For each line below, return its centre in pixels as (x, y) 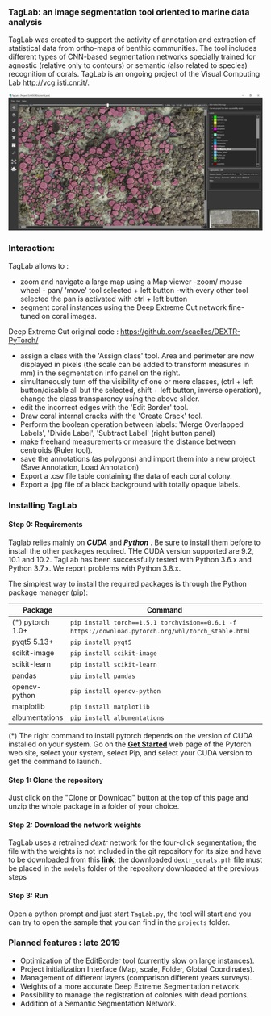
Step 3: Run (28, 895)
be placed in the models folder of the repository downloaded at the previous (134, 868)
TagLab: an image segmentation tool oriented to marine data (129, 12)
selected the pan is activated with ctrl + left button (104, 299)
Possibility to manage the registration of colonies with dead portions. (134, 994)
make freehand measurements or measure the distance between (127, 441)
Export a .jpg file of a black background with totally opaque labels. (130, 484)
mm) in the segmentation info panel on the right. (100, 373)
